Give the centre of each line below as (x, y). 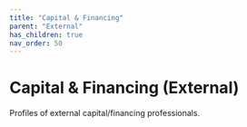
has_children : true (46, 34)
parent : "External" (46, 26)
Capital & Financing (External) (124, 88)
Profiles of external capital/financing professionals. (105, 113)
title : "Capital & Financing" (67, 18)
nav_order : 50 (36, 43)
